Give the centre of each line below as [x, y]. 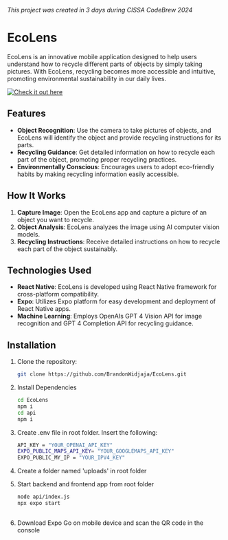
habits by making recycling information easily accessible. [98, 174]
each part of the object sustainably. [67, 249]
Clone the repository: [47, 362]
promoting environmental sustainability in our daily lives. [87, 78]
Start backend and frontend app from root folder [85, 484]
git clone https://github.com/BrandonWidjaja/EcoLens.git [102, 374]
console [28, 530]
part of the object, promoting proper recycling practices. [97, 159]
